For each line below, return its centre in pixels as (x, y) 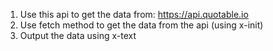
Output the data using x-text (78, 35)
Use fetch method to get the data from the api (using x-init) (141, 25)
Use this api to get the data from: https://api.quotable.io (134, 14)
